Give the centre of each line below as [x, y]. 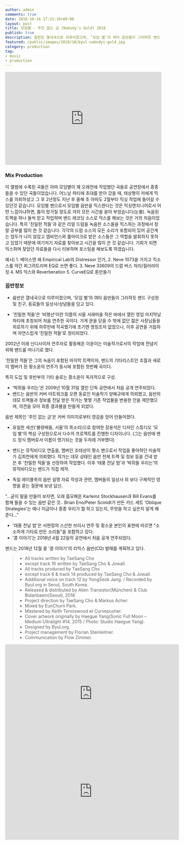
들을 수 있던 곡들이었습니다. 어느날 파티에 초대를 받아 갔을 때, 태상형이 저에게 [79, 193]
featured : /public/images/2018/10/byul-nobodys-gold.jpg [65, 42]
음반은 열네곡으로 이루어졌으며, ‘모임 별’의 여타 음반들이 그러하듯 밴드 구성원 [86, 297]
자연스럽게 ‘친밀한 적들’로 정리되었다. [53, 333]
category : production [28, 47]
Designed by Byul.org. [47, 627]
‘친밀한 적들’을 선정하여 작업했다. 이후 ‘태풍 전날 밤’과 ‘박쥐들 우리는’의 [91, 463]
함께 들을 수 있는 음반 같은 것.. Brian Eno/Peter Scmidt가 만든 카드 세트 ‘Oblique [83, 502]
